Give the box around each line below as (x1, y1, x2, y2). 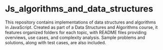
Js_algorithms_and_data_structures (5, 3, 153, 14)
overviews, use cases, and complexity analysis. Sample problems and (5, 35, 145, 40)
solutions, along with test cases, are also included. (5, 39, 106, 45)
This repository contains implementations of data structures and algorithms (5, 19, 156, 25)
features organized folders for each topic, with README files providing (5, 29, 147, 35)
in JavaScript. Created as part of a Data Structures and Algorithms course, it (5, 24, 158, 30)
